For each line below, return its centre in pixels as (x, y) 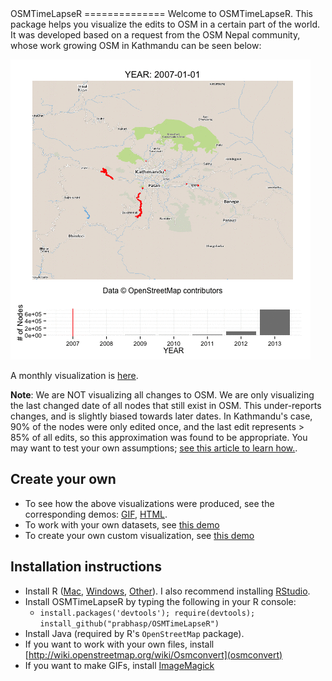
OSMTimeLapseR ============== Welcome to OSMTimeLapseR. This (161, 13)
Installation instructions (86, 567)
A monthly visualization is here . (74, 375)
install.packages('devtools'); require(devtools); (147, 613)
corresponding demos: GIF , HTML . (96, 514)
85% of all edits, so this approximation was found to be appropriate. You (159, 437)
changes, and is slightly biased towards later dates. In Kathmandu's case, (161, 416)
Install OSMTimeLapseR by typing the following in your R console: (160, 601)
